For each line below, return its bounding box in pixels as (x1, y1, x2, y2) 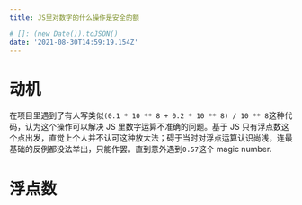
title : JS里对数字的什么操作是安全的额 (9, 13, 139, 22)
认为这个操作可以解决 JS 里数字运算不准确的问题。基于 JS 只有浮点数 (24, 122, 281, 132)
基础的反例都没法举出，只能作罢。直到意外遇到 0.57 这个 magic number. (9, 144, 272, 155)
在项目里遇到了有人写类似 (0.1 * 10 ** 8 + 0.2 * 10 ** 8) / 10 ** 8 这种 (9, 110, 285, 121)
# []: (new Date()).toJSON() (9, 29, 119, 38)
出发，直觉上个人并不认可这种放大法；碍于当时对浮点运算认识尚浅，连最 (24, 132, 293, 143)
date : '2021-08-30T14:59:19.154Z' (9, 38, 139, 47)
